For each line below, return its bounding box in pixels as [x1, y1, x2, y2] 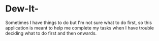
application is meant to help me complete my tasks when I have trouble [5, 24, 154, 30]
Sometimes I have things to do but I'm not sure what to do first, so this [5, 19, 152, 25]
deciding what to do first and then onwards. [5, 30, 97, 36]
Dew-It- [5, 3, 39, 14]
